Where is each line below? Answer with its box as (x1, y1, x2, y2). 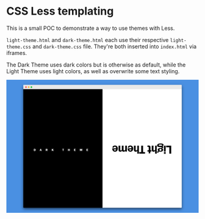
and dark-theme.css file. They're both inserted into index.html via (32, 43, 197, 50)
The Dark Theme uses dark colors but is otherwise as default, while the (6, 61, 186, 68)
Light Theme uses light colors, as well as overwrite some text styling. (6, 67, 180, 74)
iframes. (6, 49, 27, 56)
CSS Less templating (6, 4, 114, 18)
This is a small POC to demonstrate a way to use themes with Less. (6, 24, 175, 32)
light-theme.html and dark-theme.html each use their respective (6, 36, 169, 43)
